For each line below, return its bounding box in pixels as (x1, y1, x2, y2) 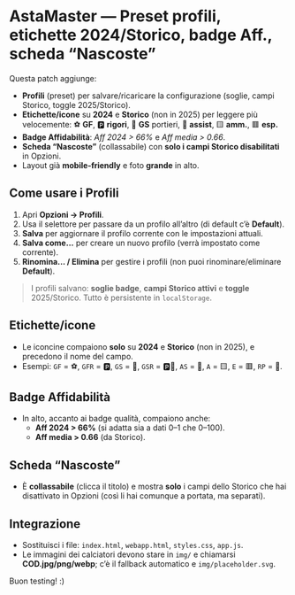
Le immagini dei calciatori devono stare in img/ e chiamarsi (21, 549, 236, 560)
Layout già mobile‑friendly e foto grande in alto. (21, 159, 200, 170)
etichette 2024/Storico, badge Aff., (9, 25, 273, 45)
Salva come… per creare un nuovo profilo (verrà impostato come (21, 237, 261, 248)
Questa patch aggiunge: (9, 73, 97, 83)
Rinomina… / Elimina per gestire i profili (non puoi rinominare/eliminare (21, 256, 282, 267)
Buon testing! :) (9, 576, 64, 586)
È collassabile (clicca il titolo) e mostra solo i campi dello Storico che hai (21, 481, 287, 492)
